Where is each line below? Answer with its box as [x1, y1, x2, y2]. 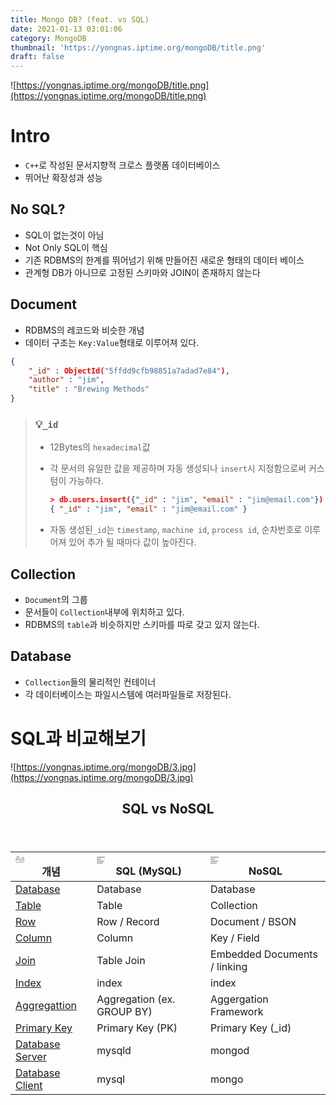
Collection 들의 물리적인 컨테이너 [24, 676, 157, 688]
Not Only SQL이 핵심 [24, 241, 108, 253]
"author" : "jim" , [28, 375, 105, 385]
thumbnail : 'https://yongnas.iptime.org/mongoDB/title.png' [10, 42, 267, 53]
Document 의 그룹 [24, 593, 88, 605]
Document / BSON [210, 915, 297, 929]
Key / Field [210, 931, 260, 945]
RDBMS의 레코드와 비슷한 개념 [24, 324, 145, 336]
